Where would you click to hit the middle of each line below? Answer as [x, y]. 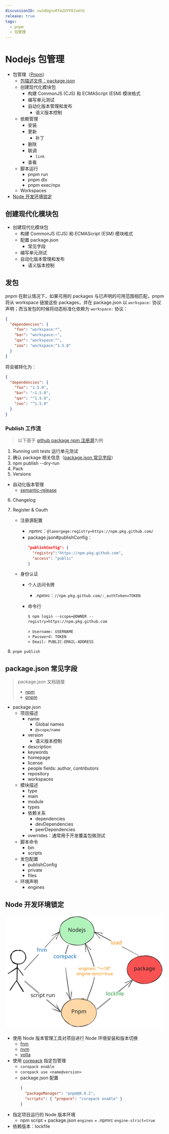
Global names [50, 724]
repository [38, 774]
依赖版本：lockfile [31, 1126]
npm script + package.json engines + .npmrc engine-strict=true [88, 1120]
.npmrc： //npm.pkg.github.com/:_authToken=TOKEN [88, 596]
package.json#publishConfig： [60, 537]
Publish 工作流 [23, 428]
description [39, 747]
